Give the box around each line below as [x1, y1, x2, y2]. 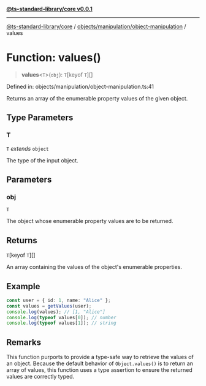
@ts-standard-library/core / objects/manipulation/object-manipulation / [6, 23, 186, 30]
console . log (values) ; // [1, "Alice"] [6, 309, 105, 315]
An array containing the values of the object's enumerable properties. [6, 263, 182, 271]
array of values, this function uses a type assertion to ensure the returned [6, 366, 193, 374]
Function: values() [6, 51, 101, 65]
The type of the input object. [6, 156, 78, 164]
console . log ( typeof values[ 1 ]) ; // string [6, 320, 116, 327]
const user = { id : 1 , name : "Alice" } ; [6, 297, 112, 303]
